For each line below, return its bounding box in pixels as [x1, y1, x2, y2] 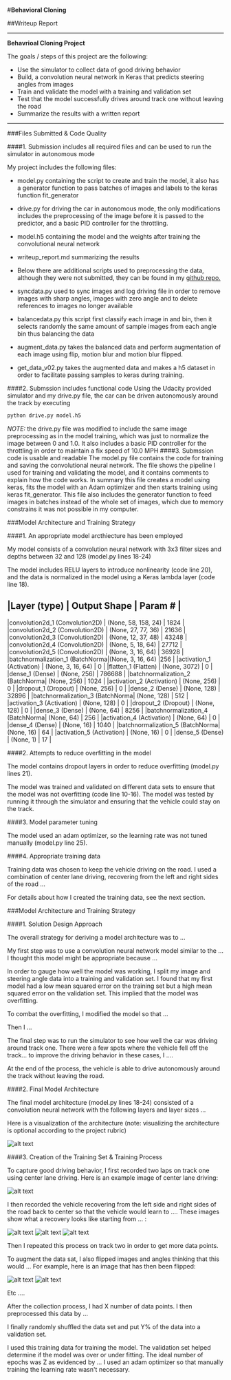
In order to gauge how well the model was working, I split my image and [7, 967, 211, 975]
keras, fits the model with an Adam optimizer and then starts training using [7, 483, 219, 491]
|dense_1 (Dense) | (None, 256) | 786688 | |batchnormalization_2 [7, 669, 190, 678]
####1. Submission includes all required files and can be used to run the [7, 142, 212, 151]
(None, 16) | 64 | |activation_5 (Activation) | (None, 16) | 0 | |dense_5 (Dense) [7, 728, 224, 736]
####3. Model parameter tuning [7, 818, 98, 826]
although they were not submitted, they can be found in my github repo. [16, 274, 221, 281]
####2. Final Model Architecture [7, 1085, 100, 1093]
